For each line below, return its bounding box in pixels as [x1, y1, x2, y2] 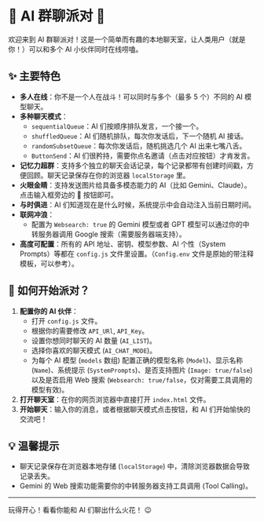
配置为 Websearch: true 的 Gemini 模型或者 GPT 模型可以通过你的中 [31, 219, 250, 228]
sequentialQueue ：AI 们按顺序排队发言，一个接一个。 [31, 121, 203, 130]
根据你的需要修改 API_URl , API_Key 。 [31, 326, 149, 335]
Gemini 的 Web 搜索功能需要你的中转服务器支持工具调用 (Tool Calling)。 [19, 481, 253, 491]
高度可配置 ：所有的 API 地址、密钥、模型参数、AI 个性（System [19, 239, 226, 248]
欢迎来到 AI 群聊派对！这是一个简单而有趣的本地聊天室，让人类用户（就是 [8, 35, 246, 44]
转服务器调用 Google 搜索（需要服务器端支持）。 [31, 229, 186, 239]
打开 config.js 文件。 [31, 316, 102, 326]
